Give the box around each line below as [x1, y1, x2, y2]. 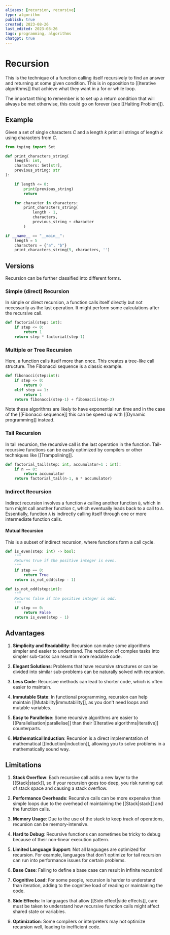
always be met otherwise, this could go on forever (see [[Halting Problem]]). [5, 100, 164, 107]
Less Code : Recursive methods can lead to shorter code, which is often [12, 678, 163, 684]
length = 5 [14, 238, 38, 243]
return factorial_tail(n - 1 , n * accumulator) [14, 476, 113, 482]
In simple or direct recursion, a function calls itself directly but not [5, 299, 143, 306]
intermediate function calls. [5, 516, 62, 522]
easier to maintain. [12, 684, 52, 690]
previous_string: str [14, 168, 60, 173]
